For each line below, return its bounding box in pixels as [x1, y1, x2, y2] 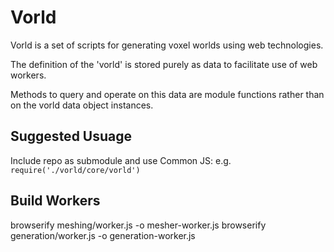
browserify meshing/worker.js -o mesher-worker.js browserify [10, 219, 267, 231]
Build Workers [10, 192, 101, 210]
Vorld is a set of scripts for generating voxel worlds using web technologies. [10, 39, 324, 51]
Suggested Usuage [10, 128, 133, 145]
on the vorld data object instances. [10, 99, 154, 111]
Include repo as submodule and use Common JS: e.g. [10, 154, 232, 166]
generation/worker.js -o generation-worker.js [10, 229, 196, 241]
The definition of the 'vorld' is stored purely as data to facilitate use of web [10, 58, 318, 70]
